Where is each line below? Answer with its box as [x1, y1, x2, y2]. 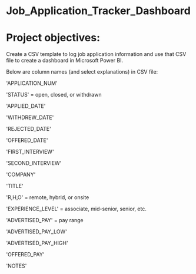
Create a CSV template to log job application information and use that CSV [6, 51, 187, 58]
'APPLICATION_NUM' [6, 80, 58, 87]
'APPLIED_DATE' [6, 103, 46, 110]
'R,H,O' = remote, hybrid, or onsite [6, 194, 89, 201]
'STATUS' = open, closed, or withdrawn [6, 91, 102, 98]
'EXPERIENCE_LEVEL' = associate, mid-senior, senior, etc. [6, 205, 147, 213]
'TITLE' [6, 183, 24, 190]
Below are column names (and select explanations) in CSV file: [6, 68, 158, 75]
